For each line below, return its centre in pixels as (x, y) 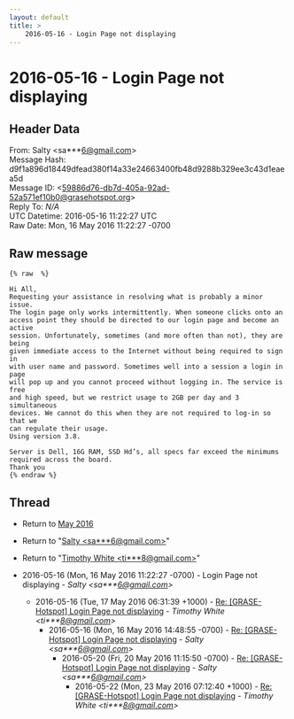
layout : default (39, 17)
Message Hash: (38, 159)
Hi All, (23, 290)
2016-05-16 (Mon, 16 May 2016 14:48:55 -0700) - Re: (146, 630)
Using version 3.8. (45, 437)
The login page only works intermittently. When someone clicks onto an (146, 313)
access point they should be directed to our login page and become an (144, 321)
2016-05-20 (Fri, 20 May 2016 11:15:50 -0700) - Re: (155, 658)
